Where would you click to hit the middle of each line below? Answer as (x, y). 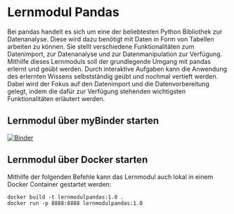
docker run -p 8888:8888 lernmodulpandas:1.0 (75, 203)
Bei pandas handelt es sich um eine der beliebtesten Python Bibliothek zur (115, 32)
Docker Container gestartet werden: (59, 184)
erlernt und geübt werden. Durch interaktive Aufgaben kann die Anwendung (117, 69)
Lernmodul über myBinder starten (83, 121)
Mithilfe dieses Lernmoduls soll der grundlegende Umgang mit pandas (109, 61)
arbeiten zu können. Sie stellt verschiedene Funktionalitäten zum (101, 46)
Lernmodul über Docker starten (78, 160)
